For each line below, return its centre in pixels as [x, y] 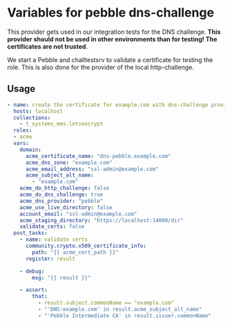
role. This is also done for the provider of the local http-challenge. [101, 67]
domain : [30, 150]
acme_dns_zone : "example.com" [69, 162]
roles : [23, 130]
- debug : [32, 271]
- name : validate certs [54, 239]
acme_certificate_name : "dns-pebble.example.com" [98, 156]
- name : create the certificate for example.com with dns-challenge [108, 105]
